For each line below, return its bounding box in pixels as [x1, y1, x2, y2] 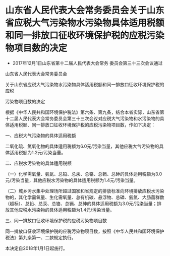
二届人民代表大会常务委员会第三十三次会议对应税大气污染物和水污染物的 [9, 115, 160, 121]
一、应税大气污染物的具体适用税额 [5, 132, 76, 139]
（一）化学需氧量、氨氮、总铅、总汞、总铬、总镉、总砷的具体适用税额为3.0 [5, 171, 162, 177]
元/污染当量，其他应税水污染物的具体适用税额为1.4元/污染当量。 [5, 177, 138, 183]
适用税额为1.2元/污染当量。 [9, 149, 66, 155]
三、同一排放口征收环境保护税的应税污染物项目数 [5, 217, 107, 223]
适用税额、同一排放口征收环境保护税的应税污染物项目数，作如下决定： [9, 121, 155, 127]
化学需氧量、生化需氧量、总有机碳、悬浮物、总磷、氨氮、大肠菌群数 [22, 194, 164, 200]
